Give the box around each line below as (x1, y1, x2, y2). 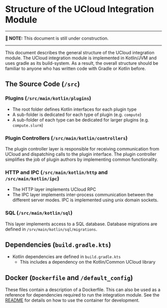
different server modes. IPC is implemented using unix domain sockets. (12, 197, 159, 203)
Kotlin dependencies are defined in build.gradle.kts (12, 254, 121, 260)
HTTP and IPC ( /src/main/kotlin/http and (5, 168, 108, 175)
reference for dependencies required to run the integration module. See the (5, 292, 160, 298)
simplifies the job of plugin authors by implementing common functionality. (5, 156, 158, 162)
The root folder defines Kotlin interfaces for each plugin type (12, 106, 137, 112)
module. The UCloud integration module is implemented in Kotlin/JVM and (5, 55, 157, 61)
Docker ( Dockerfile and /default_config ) (5, 273, 133, 282)
